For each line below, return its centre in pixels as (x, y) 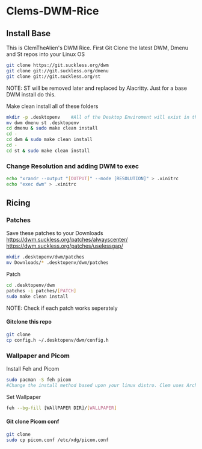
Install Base (29, 33)
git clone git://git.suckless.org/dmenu (58, 71)
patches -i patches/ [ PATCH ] (41, 291)
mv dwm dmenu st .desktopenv (43, 123)
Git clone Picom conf (33, 422)
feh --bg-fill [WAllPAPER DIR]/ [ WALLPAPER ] (62, 408)
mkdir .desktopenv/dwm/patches (45, 257)
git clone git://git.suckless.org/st (54, 77)
